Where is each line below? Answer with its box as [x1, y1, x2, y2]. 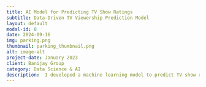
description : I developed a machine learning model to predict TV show [6, 72, 196, 78]
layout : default [6, 20, 48, 26]
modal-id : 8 [6, 26, 37, 32]
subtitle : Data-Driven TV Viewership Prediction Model [6, 15, 150, 21]
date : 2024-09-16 [6, 32, 51, 38]
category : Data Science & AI [6, 66, 81, 72]
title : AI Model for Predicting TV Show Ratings [6, 9, 133, 15]
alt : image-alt [6, 49, 45, 55]
